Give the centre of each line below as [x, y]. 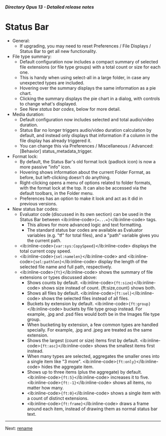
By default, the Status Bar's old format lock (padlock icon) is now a [88, 161]
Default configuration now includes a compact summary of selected [89, 61]
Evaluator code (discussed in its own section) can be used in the [85, 214]
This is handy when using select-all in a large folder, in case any [85, 77]
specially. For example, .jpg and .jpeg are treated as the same [89, 330]
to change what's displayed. [48, 103]
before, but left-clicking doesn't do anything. [65, 177]
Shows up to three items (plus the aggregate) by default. [84, 372]
